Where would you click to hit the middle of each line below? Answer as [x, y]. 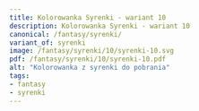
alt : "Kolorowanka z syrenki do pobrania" [90, 68]
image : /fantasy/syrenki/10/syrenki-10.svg [92, 51]
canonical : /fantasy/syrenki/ [66, 34]
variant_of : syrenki [48, 43]
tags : [19, 76]
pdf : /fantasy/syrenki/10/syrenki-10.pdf [88, 59]
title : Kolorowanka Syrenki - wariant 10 [88, 17]
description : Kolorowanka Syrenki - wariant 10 [100, 26]
